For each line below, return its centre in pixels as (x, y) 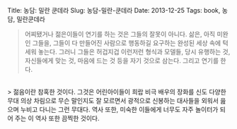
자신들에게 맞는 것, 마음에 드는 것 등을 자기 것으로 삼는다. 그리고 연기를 (122, 61)
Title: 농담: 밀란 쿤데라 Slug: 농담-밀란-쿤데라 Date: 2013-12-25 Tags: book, (114, 10)
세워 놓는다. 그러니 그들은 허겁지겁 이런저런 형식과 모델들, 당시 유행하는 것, (127, 52)
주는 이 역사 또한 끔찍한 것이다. (57, 118)
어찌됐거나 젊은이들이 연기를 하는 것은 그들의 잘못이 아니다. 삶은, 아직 (120, 34)
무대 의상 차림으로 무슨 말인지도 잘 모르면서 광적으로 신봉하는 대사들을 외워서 (113, 100)
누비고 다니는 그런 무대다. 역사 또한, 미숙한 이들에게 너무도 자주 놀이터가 (119, 109)
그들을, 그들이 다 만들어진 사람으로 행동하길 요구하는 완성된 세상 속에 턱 (130, 43)
